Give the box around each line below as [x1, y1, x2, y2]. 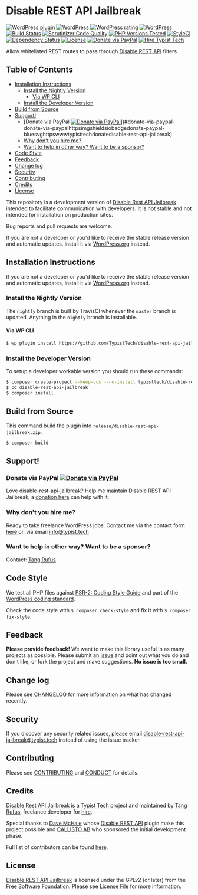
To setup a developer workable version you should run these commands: [6, 368, 183, 375]
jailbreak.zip [6, 429, 41, 435]
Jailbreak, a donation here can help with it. [6, 494, 110, 501]
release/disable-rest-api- [93, 423, 159, 429]
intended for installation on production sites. [6, 211, 113, 218]
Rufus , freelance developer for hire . [6, 808, 93, 815]
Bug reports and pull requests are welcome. [6, 223, 113, 230]
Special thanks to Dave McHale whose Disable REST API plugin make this [6, 819, 184, 827]
